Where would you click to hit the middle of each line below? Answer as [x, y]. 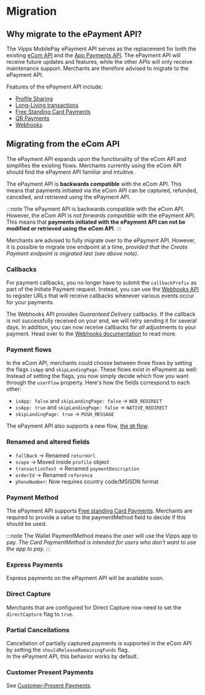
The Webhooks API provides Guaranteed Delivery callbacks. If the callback [101, 314]
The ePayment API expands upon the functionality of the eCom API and [96, 159]
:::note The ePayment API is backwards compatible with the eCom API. [95, 209]
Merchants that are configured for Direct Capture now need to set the [94, 607]
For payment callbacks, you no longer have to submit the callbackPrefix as [102, 283]
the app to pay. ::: [28, 549]
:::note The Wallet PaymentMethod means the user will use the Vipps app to [102, 536]
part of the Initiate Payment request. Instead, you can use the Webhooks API [102, 289]
